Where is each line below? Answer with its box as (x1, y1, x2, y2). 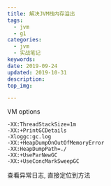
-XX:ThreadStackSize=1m (7, 121, 77, 128)
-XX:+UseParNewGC (7, 152, 58, 159)
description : (7, 75, 45, 83)
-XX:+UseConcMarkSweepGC (7, 158, 80, 165)
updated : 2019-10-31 (7, 69, 68, 76)
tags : (7, 17, 23, 24)
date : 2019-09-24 (7, 62, 58, 69)
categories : (7, 36, 42, 44)
